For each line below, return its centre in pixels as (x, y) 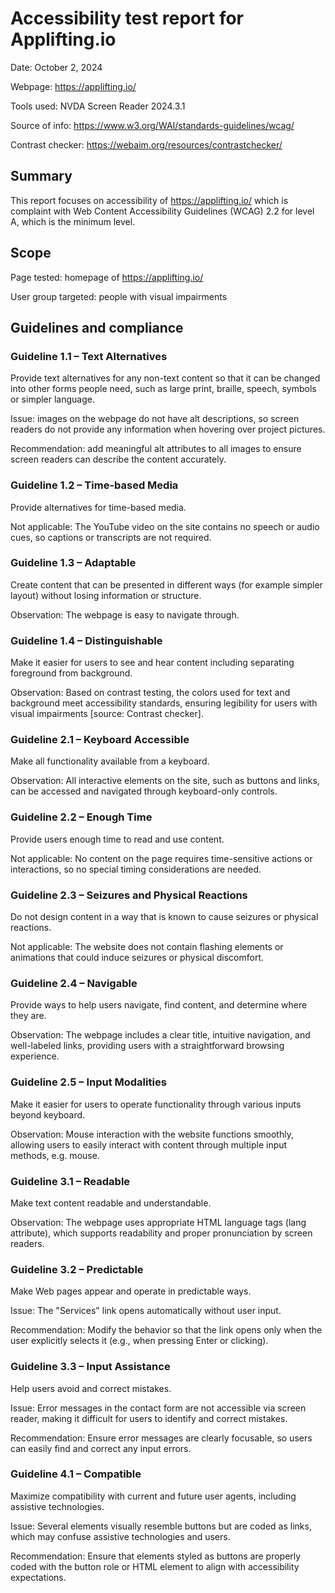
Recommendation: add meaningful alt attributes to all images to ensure (156, 449)
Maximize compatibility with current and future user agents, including (153, 1496)
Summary (41, 176)
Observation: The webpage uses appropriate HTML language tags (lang (158, 1222)
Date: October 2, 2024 (56, 67)
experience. (35, 1056)
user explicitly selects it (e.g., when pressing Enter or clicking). (139, 1341)
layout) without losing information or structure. (106, 595)
